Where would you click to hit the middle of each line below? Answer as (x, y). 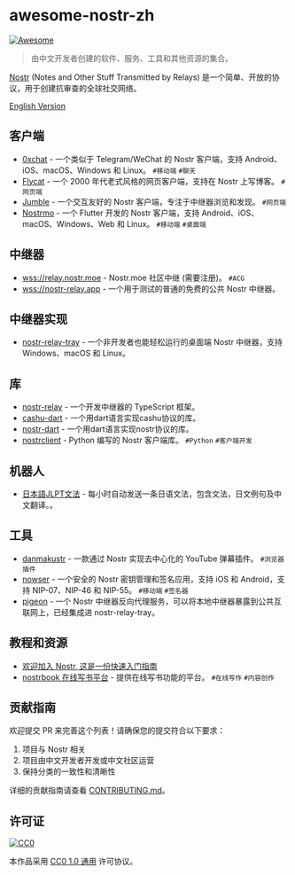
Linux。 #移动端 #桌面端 (167, 223)
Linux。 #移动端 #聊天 (159, 170)
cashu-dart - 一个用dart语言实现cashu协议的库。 (111, 418)
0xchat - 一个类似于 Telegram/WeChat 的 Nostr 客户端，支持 (132, 159)
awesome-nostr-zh (82, 16)
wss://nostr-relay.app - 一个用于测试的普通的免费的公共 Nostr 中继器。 (151, 288)
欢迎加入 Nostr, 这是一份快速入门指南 (89, 666)
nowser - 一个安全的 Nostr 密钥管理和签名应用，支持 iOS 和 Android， (149, 579)
